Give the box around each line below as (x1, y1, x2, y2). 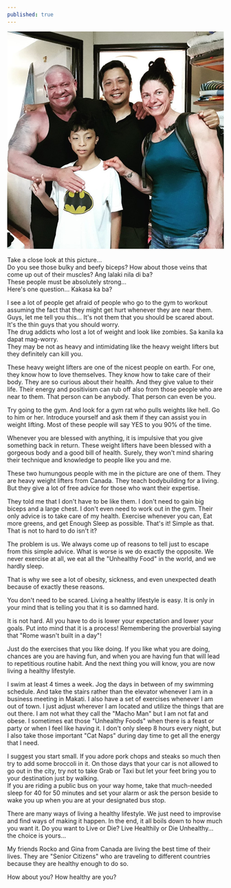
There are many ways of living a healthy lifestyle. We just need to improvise (7, 809, 221, 818)
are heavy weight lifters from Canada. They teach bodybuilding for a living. (7, 476, 219, 484)
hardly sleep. (7, 562, 44, 570)
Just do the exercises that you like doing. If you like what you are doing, (7, 644, 210, 653)
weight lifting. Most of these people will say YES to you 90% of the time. (7, 420, 212, 428)
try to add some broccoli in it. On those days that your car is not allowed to (7, 759, 219, 767)
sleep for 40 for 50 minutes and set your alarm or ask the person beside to (7, 789, 219, 797)
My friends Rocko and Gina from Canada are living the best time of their (7, 845, 211, 853)
